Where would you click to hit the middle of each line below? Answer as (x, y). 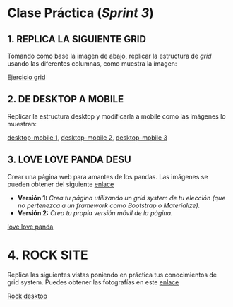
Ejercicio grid (26, 77)
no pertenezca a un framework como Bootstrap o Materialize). (109, 205)
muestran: (22, 124)
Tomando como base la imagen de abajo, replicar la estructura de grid (109, 56)
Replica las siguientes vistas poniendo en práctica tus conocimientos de (112, 275)
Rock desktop (28, 296)
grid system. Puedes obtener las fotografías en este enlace (93, 282)
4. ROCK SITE (48, 255)
